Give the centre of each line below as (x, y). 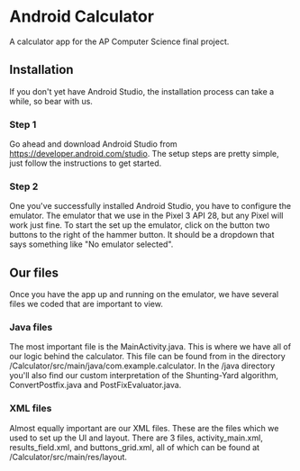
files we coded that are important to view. (86, 304)
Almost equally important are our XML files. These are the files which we (144, 428)
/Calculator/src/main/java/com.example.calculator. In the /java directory (142, 366)
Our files (34, 272)
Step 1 (23, 124)
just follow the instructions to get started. (86, 163)
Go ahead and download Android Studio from (93, 144)
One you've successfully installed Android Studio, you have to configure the (150, 206)
